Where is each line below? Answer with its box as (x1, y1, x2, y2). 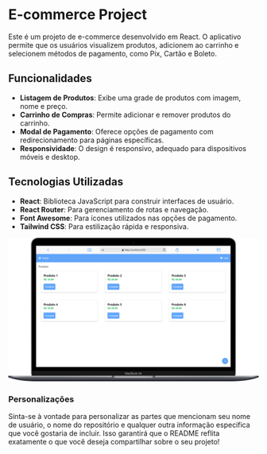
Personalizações (8, 394, 75, 405)
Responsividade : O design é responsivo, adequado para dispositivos (19, 143, 246, 153)
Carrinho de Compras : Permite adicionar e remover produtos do (19, 110, 231, 119)
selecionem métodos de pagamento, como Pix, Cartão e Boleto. (8, 49, 217, 58)
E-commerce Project (8, 6, 148, 24)
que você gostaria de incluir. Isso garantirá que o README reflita (8, 429, 220, 438)
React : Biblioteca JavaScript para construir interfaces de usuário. (19, 196, 234, 206)
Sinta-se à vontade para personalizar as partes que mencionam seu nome (8, 412, 251, 421)
